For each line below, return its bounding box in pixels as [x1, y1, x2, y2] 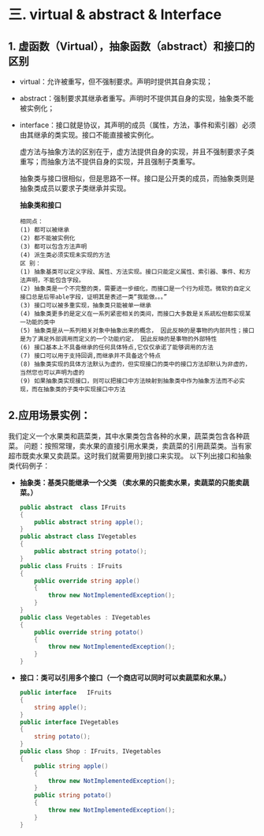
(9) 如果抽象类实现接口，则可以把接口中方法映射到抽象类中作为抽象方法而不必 [19, 377, 240, 385]
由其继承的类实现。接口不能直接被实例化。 [19, 130, 158, 139]
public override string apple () [34, 577, 140, 585]
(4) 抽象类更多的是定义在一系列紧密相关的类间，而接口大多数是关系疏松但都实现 [19, 310, 246, 318]
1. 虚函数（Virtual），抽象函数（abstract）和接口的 [8, 40, 255, 53]
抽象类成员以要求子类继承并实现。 [19, 183, 131, 193]
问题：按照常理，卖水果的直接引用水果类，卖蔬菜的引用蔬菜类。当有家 [23, 441, 252, 450]
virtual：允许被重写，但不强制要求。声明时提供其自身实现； [19, 77, 213, 86]
